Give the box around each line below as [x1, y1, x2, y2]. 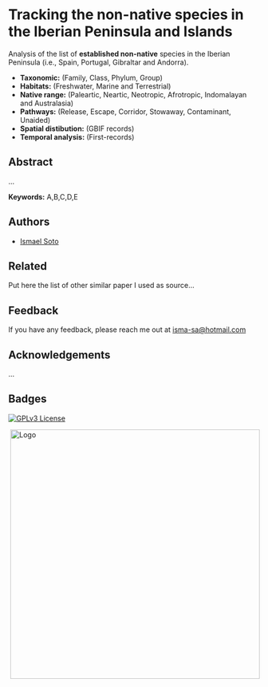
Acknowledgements [8, 348, 111, 361]
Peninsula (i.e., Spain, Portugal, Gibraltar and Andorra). [8, 57, 189, 67]
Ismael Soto [19, 236, 59, 246]
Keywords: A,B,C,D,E [8, 191, 78, 201]
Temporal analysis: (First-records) [19, 132, 135, 141]
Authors [8, 215, 50, 229]
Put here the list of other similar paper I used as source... [8, 281, 195, 290]
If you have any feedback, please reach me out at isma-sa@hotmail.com [8, 325, 246, 334]
